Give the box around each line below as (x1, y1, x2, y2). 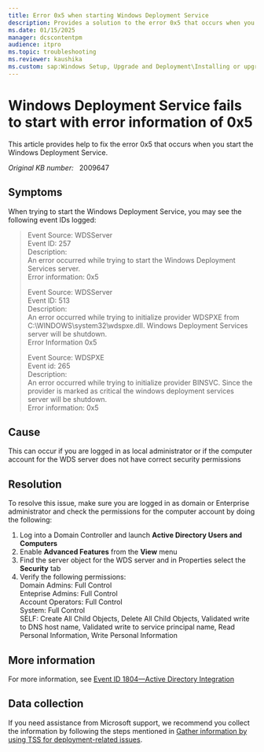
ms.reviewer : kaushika (8, 56, 82, 64)
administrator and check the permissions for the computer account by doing (8, 507, 255, 516)
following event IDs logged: (8, 215, 97, 224)
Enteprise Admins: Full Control (19, 589, 118, 599)
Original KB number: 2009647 (8, 163, 110, 172)
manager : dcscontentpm (8, 33, 82, 42)
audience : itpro (8, 41, 61, 49)
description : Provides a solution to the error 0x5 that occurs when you (8, 19, 255, 27)
